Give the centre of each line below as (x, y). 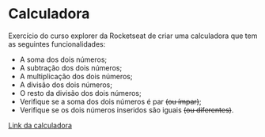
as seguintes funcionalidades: (57, 44)
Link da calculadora (40, 125)
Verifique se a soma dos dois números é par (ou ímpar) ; (110, 101)
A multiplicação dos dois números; (76, 76)
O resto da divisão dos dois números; (80, 93)
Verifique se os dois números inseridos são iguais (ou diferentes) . (127, 110)
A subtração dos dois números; (71, 67)
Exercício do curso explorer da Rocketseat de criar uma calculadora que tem (133, 36)
